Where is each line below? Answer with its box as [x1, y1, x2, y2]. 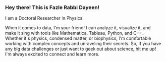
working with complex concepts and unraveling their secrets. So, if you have [5, 41, 162, 47]
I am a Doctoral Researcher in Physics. [5, 15, 84, 21]
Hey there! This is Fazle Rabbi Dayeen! [5, 4, 100, 11]
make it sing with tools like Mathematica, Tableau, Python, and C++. [5, 30, 144, 36]
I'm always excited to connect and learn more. [5, 51, 100, 57]
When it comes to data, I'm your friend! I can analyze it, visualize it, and [5, 25, 151, 31]
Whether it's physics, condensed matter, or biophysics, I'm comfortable [5, 35, 151, 41]
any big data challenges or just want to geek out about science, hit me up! [5, 46, 156, 52]
